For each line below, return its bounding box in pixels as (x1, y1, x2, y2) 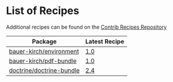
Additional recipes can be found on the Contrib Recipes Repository (6, 23, 167, 30)
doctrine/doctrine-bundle (9, 66, 80, 74)
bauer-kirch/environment (9, 47, 79, 55)
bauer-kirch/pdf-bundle (9, 57, 77, 65)
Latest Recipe (85, 37, 124, 45)
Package (32, 37, 57, 45)
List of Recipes (6, 4, 79, 18)
